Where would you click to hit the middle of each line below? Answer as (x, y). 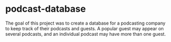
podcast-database (46, 9)
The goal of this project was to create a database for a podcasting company (85, 23)
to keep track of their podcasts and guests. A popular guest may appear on (84, 28)
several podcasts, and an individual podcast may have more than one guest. (86, 34)
